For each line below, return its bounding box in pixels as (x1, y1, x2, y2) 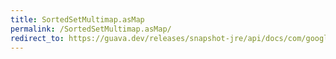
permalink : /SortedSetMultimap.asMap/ (10, 24, 172, 34)
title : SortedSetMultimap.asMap (10, 14, 145, 25)
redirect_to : (10, 33, 65, 43)
